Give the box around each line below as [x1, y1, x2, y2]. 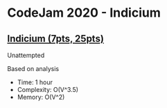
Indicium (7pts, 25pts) [7, 33, 104, 45]
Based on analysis [7, 65, 60, 72]
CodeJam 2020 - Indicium [7, 5, 161, 21]
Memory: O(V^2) [17, 93, 65, 101]
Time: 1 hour [17, 78, 53, 86]
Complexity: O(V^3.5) [17, 86, 78, 93]
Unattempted [7, 51, 45, 59]
